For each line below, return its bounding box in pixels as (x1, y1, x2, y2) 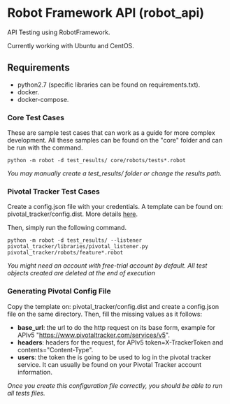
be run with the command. (7, 143, 83, 152)
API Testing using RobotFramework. (7, 28, 110, 36)
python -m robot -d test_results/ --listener (7, 237, 142, 244)
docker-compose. (17, 95, 69, 103)
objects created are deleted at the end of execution (7, 269, 156, 277)
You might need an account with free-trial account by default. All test (7, 261, 208, 270)
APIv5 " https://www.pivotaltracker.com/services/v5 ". (17, 331, 170, 339)
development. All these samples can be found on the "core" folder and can (7, 136, 222, 145)
